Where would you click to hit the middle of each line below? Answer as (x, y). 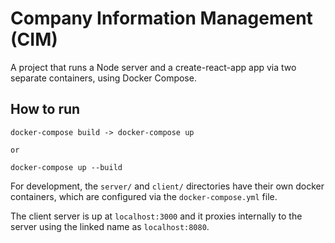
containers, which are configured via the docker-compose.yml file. (144, 196)
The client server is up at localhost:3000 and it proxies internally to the (156, 216)
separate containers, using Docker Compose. (103, 78)
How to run (45, 109)
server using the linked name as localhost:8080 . (110, 226)
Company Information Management (161, 18)
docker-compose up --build (66, 167)
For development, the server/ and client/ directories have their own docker (167, 186)
